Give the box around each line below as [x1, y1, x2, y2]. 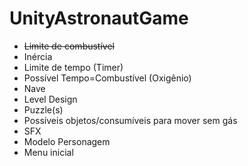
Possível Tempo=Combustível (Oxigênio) [23, 72, 192, 84]
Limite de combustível [23, 40, 115, 52]
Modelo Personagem [23, 135, 111, 147]
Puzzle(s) [23, 103, 64, 116]
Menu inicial [23, 146, 74, 158]
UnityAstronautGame [9, 7, 189, 30]
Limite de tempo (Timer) [23, 61, 124, 73]
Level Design [23, 93, 78, 105]
